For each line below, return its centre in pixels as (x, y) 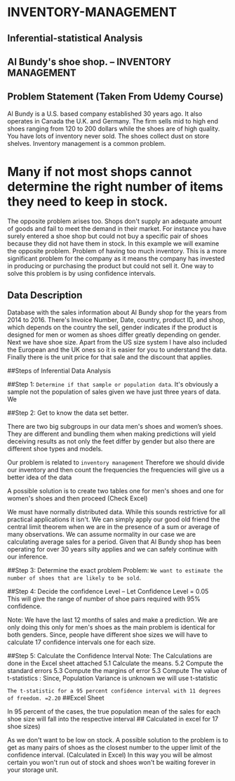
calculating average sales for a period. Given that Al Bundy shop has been (114, 542)
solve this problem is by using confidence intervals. (82, 273)
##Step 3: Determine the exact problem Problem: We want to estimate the (115, 570)
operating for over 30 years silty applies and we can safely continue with (113, 549)
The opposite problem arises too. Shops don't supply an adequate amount (115, 221)
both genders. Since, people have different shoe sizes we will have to (108, 634)
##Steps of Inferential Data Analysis (59, 371)
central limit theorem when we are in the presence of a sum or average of (113, 526)
